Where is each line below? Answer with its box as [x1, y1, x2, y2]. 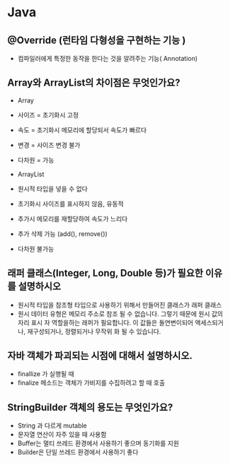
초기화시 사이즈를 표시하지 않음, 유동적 [17, 199, 124, 208]
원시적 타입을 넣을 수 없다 [17, 184, 88, 193]
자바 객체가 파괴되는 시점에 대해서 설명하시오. [7, 350, 193, 362]
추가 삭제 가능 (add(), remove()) [17, 229, 108, 238]
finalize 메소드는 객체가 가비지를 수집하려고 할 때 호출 [17, 379, 166, 387]
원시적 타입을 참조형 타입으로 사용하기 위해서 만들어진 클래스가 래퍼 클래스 [17, 300, 222, 309]
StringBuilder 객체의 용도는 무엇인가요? [7, 401, 173, 414]
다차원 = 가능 [17, 156, 54, 164]
